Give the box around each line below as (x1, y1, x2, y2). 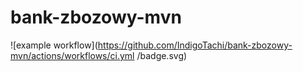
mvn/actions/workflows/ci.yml (10, 49, 135, 61)
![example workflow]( (10, 39, 98, 51)
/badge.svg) (136, 49, 188, 61)
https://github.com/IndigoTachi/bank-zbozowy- (97, 39, 293, 51)
